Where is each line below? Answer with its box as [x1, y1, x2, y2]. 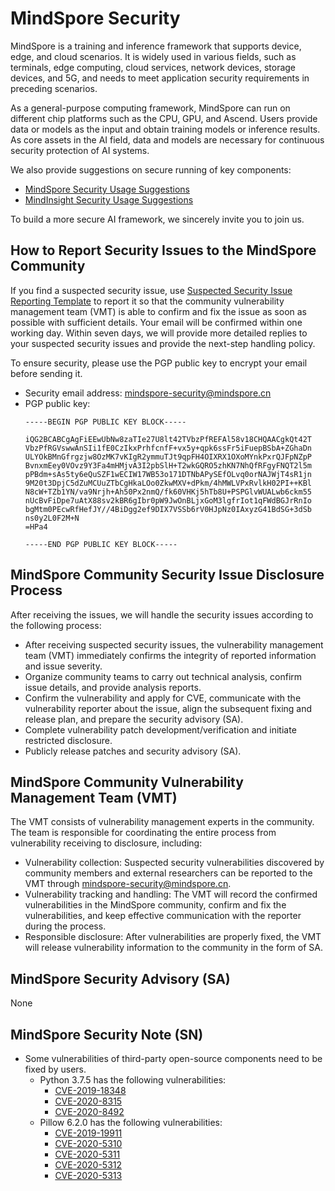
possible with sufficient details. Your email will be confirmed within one [10, 316, 303, 328]
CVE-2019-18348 [54, 1085, 127, 1096]
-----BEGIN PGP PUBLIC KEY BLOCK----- [24, 417, 187, 427]
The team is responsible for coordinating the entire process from [10, 827, 277, 839]
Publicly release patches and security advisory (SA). [24, 745, 242, 757]
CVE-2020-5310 [54, 1138, 123, 1149]
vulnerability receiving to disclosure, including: [10, 837, 203, 849]
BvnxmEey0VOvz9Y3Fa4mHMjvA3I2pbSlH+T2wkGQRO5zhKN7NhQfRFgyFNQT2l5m [24, 460, 312, 471]
